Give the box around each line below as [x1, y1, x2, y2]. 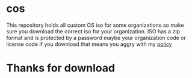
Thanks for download [6, 61, 116, 75]
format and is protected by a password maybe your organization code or [6, 34, 187, 41]
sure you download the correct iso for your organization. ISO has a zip [6, 27, 181, 35]
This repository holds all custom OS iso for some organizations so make [6, 21, 185, 29]
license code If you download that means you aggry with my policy [6, 40, 173, 48]
